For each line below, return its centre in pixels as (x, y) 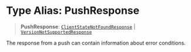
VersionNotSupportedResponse (56, 32)
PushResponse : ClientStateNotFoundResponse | (78, 27)
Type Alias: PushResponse (73, 11)
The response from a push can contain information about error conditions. (96, 43)
